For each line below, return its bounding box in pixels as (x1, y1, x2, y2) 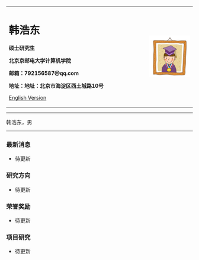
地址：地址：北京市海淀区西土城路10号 (8, 82, 104, 89)
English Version (8, 94, 47, 101)
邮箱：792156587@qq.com (8, 69, 79, 77)
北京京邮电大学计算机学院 (8, 57, 71, 64)
